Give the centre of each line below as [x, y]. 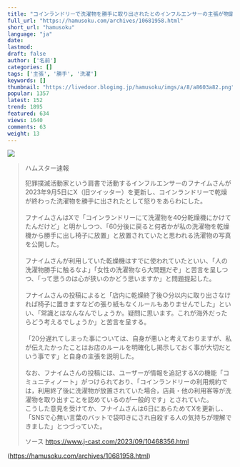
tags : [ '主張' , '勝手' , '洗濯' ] [52, 74]
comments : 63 [27, 127]
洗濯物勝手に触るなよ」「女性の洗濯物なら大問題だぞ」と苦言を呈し [123, 270]
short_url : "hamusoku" [41, 27]
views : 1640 [25, 120]
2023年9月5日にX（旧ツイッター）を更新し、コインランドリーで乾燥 [126, 192]
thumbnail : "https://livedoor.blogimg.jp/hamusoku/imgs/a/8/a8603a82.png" [121, 87]
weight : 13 [24, 134]
